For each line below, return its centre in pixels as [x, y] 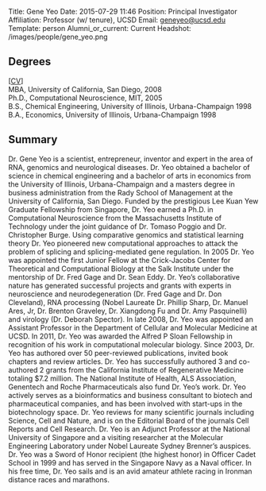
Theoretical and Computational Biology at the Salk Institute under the [121, 269]
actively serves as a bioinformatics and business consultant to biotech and [130, 395]
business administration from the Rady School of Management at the [121, 192]
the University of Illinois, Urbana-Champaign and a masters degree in [122, 184]
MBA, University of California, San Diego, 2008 [85, 89]
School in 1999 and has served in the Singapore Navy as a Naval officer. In [130, 462]
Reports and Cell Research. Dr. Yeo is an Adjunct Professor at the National [129, 429]
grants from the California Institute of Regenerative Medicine [145, 369]
